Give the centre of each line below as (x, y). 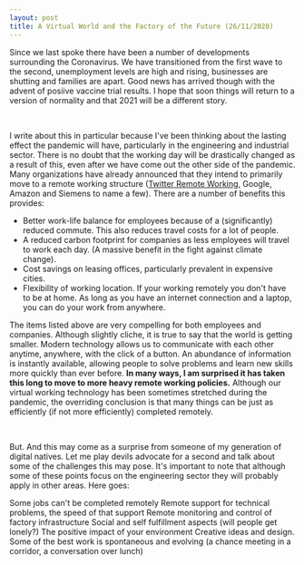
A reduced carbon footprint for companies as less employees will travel (156, 239)
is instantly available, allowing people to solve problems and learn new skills (151, 363)
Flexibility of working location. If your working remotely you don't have (154, 287)
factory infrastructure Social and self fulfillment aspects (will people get (143, 521)
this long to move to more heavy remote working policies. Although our (145, 383)
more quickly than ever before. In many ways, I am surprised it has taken (147, 373)
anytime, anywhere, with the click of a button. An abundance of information (151, 354)
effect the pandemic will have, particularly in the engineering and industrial (149, 145)
